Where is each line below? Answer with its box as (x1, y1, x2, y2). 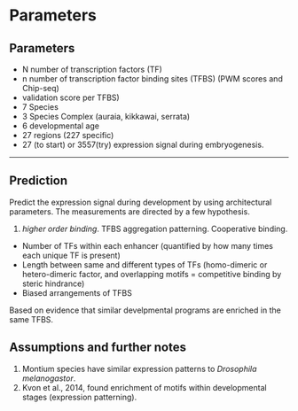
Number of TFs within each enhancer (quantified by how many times (21, 240, 273, 251)
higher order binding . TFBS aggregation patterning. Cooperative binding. (21, 223, 288, 234)
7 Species (21, 102, 59, 112)
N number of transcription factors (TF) (21, 64, 162, 74)
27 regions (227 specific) (21, 130, 114, 140)
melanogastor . (21, 373, 76, 384)
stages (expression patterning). (21, 392, 137, 402)
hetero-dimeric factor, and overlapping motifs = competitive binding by (21, 268, 282, 279)
